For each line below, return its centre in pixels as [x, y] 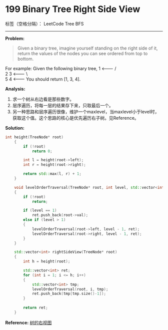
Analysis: [15, 89]
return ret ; [36, 308]
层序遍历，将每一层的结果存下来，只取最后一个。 [63, 105]
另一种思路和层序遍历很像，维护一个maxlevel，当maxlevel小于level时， [86, 112]
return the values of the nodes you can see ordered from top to [82, 53]
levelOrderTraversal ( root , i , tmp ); [70, 289]
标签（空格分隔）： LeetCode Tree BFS [44, 24]
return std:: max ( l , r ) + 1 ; [52, 174]
